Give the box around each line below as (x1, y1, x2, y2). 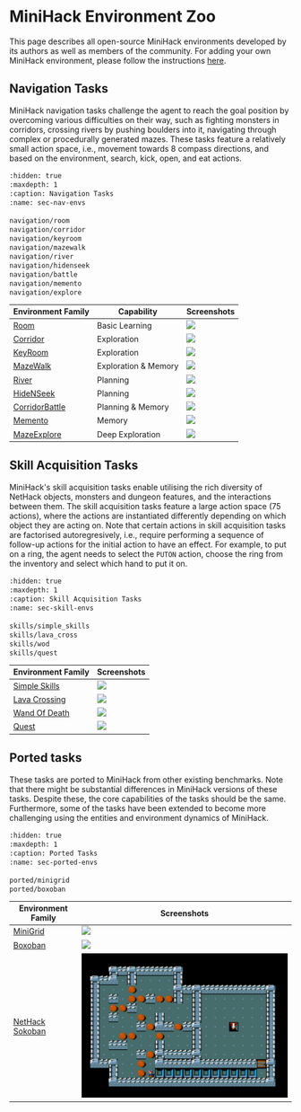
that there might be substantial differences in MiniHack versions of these (9, 783, 278, 794)
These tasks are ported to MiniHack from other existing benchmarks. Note (9, 774, 284, 785)
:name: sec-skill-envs (9, 604, 94, 613)
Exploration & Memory (97, 361, 179, 372)
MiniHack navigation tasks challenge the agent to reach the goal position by (9, 105, 289, 116)
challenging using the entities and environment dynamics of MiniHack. (9, 812, 269, 823)
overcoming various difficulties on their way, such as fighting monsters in (9, 114, 279, 125)
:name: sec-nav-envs (9, 198, 87, 207)
